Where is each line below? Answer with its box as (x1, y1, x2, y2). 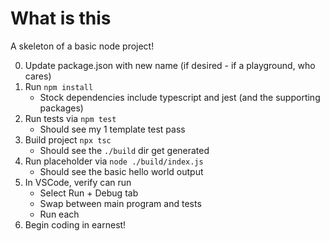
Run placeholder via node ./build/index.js (24, 155, 204, 167)
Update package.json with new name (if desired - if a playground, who (24, 59, 316, 71)
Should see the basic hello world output (39, 165, 204, 177)
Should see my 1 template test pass (39, 123, 186, 135)
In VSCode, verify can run (24, 176, 132, 188)
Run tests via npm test (24, 112, 117, 124)
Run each (39, 208, 80, 220)
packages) (39, 102, 84, 114)
